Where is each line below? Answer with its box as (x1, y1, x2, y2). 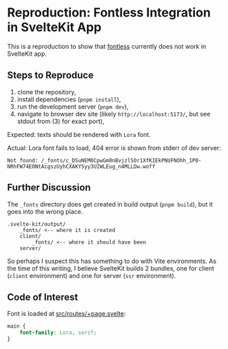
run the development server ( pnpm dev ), (17, 102, 129, 111)
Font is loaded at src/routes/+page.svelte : (7, 310, 126, 318)
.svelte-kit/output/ (7, 220, 67, 228)
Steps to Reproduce (7, 70, 94, 81)
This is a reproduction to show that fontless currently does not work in (7, 42, 207, 50)
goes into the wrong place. (7, 207, 83, 215)
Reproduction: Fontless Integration (7, 5, 211, 21)
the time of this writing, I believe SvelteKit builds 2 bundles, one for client (7, 264, 215, 273)
